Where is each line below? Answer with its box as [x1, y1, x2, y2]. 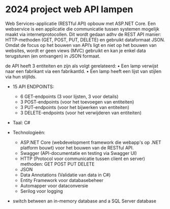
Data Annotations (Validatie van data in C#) [20, 172, 111, 178]
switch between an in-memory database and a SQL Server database [12, 198, 157, 204]
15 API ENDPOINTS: [12, 83, 54, 90]
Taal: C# [12, 119, 31, 125]
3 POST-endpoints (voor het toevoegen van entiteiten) [20, 98, 134, 105]
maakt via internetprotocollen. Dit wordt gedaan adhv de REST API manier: [5, 31, 161, 37]
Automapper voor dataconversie [20, 182, 88, 189]
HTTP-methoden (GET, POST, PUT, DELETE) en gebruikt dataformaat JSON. [5, 37, 165, 43]
